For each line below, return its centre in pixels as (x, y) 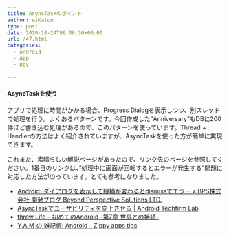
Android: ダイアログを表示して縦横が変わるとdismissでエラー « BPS (113, 191)
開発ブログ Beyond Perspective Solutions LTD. (96, 200)
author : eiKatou (30, 20)
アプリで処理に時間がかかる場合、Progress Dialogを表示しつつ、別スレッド (114, 110)
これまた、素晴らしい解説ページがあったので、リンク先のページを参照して (112, 159)
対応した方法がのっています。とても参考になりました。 (85, 176)
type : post (23, 26)
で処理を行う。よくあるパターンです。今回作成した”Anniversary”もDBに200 (115, 118)
